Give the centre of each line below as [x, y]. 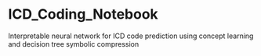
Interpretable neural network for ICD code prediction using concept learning [131, 36]
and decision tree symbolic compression [74, 44]
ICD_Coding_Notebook [83, 14]
